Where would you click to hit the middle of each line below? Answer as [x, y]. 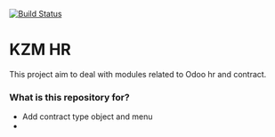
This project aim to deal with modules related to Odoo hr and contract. [138, 74]
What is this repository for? [70, 97]
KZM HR [40, 50]
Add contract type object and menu [87, 117]
